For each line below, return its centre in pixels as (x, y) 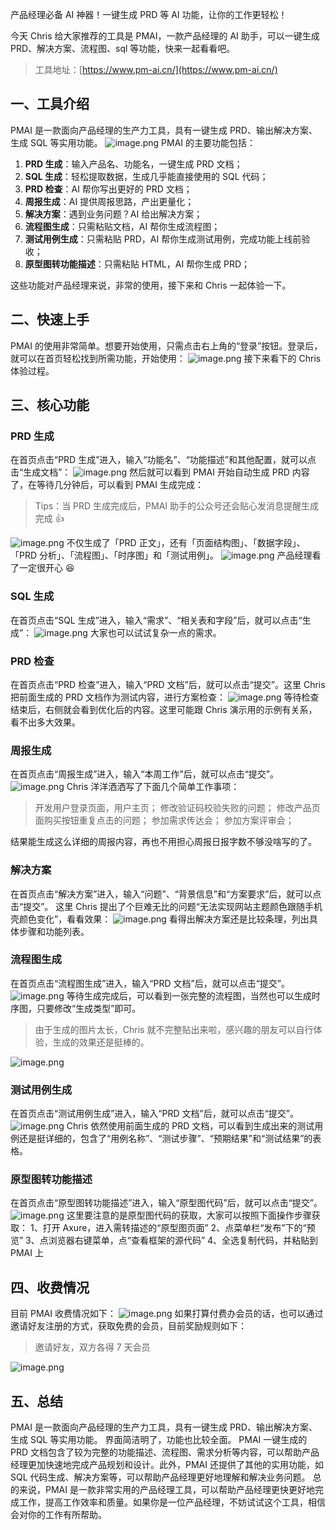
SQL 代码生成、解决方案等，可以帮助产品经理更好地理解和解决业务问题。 (160, 1477)
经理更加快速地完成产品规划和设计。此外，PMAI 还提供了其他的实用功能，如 (167, 1465)
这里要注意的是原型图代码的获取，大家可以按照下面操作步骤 (189, 1215)
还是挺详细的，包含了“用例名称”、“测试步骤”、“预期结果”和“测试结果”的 (165, 1139)
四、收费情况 (50, 1287)
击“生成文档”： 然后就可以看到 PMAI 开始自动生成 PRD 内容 (160, 472)
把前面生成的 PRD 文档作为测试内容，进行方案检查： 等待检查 (165, 697)
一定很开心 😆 (46, 568)
